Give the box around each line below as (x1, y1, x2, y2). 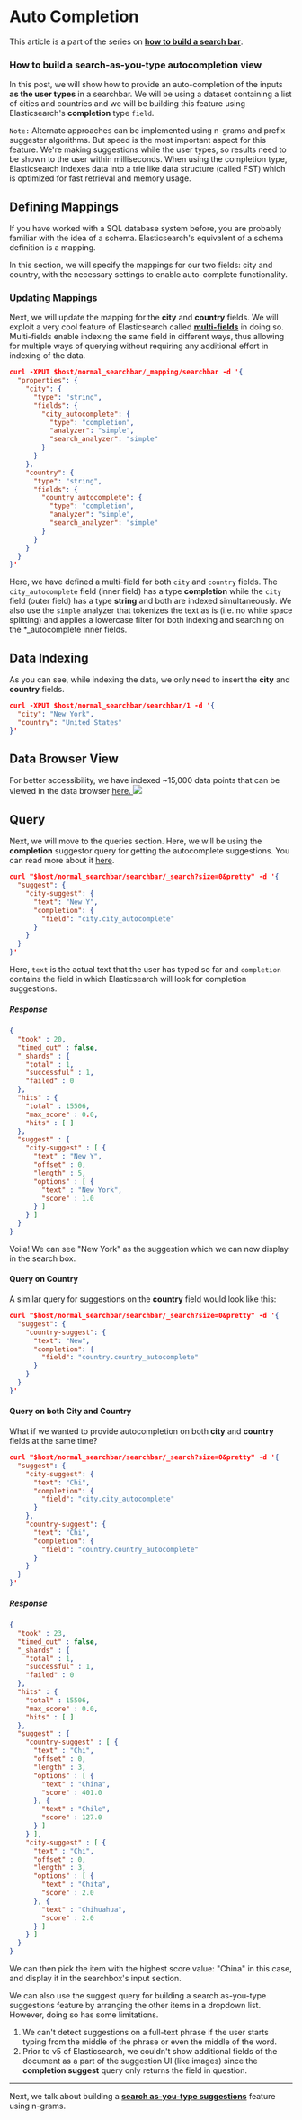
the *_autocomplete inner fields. (9, 624, 128, 636)
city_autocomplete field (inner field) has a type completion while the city (9, 586, 282, 597)
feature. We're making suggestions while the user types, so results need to (9, 144, 288, 155)
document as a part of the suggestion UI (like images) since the (22, 2055, 258, 2066)
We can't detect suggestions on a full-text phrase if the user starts (22, 2027, 270, 2037)
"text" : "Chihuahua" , (41, 1905, 127, 1914)
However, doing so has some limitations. (9, 2009, 159, 2020)
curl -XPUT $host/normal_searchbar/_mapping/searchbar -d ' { (9, 367, 244, 377)
